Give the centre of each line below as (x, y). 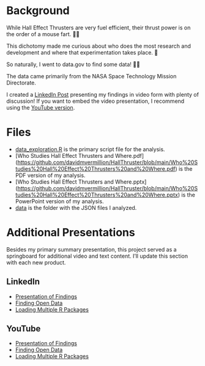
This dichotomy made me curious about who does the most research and (99, 46)
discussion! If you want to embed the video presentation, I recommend (95, 101)
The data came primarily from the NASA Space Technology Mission (91, 76)
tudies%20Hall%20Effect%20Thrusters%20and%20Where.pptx (97, 195)
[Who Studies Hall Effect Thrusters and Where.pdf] (80, 155)
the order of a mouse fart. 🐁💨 (43, 34)
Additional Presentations (71, 233)
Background (38, 11)
